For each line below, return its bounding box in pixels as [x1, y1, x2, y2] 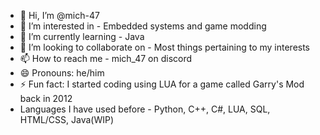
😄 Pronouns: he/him [19, 67, 105, 79]
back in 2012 [19, 93, 73, 104]
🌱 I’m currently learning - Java [19, 31, 145, 42]
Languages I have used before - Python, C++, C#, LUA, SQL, [19, 103, 271, 115]
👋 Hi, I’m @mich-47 [19, 10, 100, 21]
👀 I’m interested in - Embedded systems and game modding [19, 20, 267, 32]
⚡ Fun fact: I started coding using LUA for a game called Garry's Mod [19, 78, 305, 90]
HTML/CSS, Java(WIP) [19, 114, 115, 125]
